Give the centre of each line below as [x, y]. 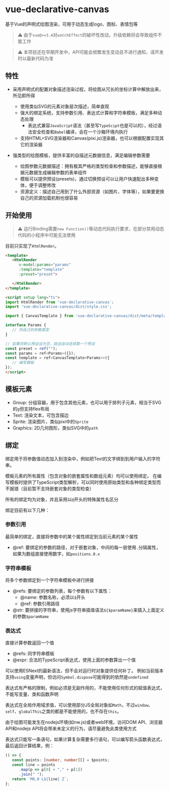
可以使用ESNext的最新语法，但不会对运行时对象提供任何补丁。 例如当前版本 [84, 671]
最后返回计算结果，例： [30, 746]
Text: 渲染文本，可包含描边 [41, 415]
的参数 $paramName [31, 617]
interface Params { [26, 325]
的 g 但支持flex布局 [31, 409]
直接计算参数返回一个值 [30, 643]
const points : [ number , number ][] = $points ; [61, 760]
